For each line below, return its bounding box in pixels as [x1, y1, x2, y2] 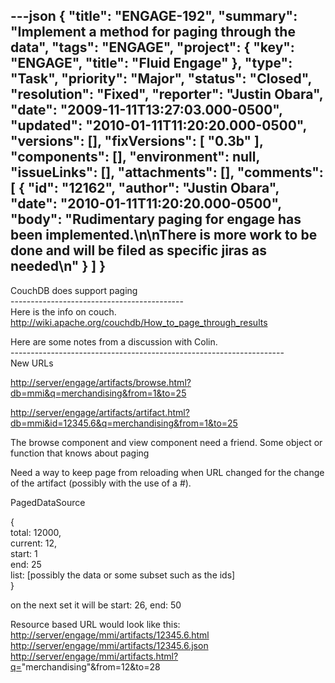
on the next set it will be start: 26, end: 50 [10, 599, 182, 611]
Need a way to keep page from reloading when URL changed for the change [10, 466, 325, 478]
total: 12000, [10, 526, 62, 538]
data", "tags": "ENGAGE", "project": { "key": [10, 39, 295, 56]
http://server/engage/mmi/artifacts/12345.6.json [10, 639, 209, 651]
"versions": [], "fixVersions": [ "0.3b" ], [10, 133, 264, 150]
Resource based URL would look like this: [10, 618, 181, 630]
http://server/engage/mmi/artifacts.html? [10, 650, 179, 662]
